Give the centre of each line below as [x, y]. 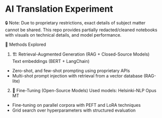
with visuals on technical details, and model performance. [63, 35]
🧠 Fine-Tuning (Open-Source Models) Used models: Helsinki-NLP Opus [84, 90]
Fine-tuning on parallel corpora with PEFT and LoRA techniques [76, 105]
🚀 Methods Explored [26, 44]
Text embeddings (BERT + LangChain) [51, 61]
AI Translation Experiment [59, 9]
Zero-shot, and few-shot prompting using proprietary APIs [71, 70]
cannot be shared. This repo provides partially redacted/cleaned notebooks [81, 30]
